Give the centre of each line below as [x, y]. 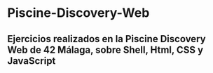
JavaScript [32, 61]
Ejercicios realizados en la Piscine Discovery [106, 39]
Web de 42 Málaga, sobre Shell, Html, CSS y [105, 49]
